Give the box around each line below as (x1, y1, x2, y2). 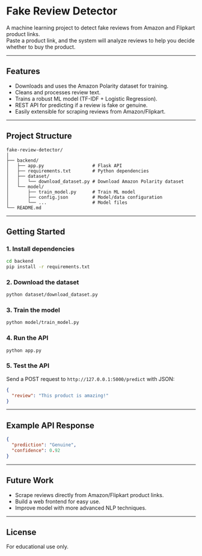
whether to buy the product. (6, 43, 76, 50)
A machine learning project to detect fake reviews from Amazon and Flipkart (6, 24, 195, 31)
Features (6, 66, 40, 76)
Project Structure (6, 131, 72, 141)
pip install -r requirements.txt (6, 264, 90, 270)
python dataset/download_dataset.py (6, 292, 98, 298)
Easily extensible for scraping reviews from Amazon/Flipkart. (14, 108, 166, 115)
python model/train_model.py (6, 320, 79, 326)
